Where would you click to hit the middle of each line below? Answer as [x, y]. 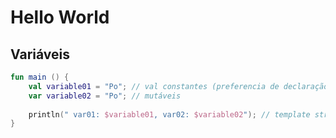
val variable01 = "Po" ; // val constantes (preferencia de [154, 86]
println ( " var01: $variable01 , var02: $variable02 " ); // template [169, 114]
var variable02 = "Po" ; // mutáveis [105, 96]
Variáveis [40, 54]
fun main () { [40, 77]
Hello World [60, 17]
